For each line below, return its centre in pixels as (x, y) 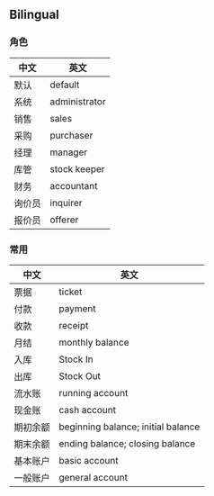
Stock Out (80, 375)
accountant (74, 185)
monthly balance (94, 342)
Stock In (76, 359)
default (65, 85)
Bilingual (35, 15)
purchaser (71, 135)
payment (77, 308)
